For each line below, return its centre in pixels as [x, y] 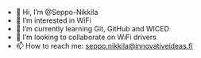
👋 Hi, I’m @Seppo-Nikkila [57, 12]
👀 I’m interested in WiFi [53, 20]
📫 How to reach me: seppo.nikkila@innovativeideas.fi [104, 46]
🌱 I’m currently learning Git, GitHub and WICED [92, 29]
